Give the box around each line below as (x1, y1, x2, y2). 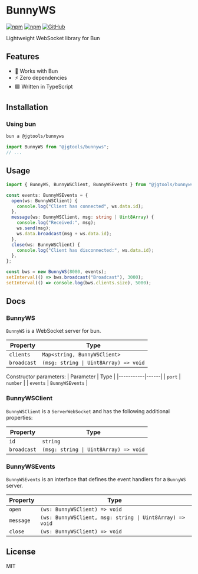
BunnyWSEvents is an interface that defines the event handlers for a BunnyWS (6, 476, 186, 483)
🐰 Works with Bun (14, 67, 58, 74)
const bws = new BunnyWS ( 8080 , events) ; (6, 269, 107, 275)
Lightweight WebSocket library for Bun (6, 34, 100, 41)
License (6, 547, 36, 557)
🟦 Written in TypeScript (14, 83, 73, 90)
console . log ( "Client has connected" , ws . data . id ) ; (16, 203, 144, 209)
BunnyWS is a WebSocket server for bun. (6, 327, 101, 335)
